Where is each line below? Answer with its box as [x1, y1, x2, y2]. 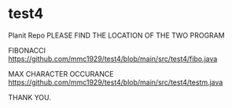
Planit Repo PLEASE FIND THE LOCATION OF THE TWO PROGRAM [8, 31, 226, 40]
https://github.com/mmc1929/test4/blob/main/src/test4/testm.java [8, 77, 223, 87]
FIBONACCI [8, 45, 46, 55]
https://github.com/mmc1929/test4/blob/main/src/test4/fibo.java [8, 54, 218, 63]
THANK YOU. [8, 92, 51, 102]
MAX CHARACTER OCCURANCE [8, 69, 114, 78]
